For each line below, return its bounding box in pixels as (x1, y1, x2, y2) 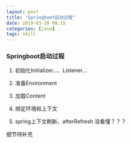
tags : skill (6, 31, 36, 37)
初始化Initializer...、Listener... (14, 67, 87, 74)
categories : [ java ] (6, 25, 55, 32)
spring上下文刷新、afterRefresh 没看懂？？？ (14, 118, 127, 125)
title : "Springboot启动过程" (6, 14, 76, 20)
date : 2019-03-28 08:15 (6, 20, 66, 26)
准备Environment (14, 79, 57, 87)
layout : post (6, 8, 39, 15)
